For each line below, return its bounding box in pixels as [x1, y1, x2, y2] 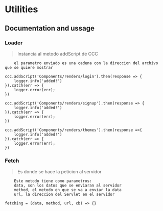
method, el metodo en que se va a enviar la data [14, 188, 122, 193]
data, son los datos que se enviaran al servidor [14, 183, 122, 188]
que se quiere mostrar [5, 65, 53, 70]
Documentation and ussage [5, 24, 95, 33]
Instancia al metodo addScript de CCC [17, 50, 98, 57]
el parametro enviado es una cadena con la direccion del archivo [14, 60, 158, 66]
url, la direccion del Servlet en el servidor [14, 192, 115, 197]
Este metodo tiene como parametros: [14, 178, 92, 184]
